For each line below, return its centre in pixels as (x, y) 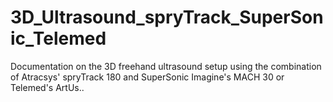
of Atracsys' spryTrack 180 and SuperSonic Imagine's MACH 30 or (147, 77)
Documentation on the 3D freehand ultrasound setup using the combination (166, 66)
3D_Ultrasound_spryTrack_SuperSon (167, 17)
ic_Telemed (58, 38)
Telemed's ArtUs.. (47, 87)
